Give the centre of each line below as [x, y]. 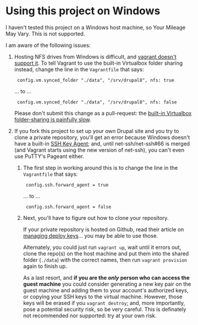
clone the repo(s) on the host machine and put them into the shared [106, 253]
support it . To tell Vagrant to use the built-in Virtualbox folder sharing [98, 63]
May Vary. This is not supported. [45, 33]
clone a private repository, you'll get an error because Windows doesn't [102, 137]
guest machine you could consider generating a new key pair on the [107, 284]
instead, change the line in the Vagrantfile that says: [79, 69]
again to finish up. [45, 266]
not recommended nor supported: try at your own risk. [90, 315]
